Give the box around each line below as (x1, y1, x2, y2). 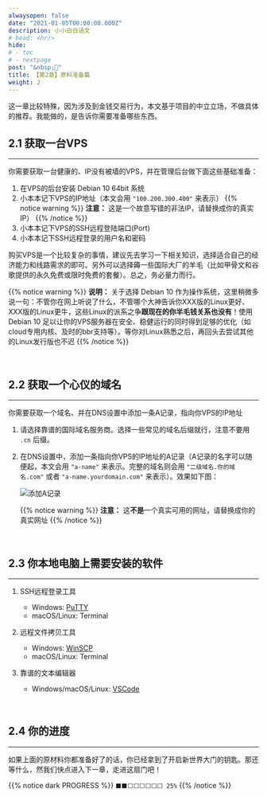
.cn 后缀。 (19, 435, 54, 444)
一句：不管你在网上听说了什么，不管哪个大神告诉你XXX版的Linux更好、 (14, 297, 250, 307)
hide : (8, 41, 26, 49)
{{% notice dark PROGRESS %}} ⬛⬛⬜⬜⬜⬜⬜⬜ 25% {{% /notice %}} (8, 780, 232, 790)
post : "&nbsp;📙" (8, 64, 62, 72)
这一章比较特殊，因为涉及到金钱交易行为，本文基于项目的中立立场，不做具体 (8, 101, 259, 111)
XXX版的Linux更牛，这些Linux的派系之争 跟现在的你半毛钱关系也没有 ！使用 (8, 307, 253, 317)
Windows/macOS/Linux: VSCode (31, 684, 140, 693)
